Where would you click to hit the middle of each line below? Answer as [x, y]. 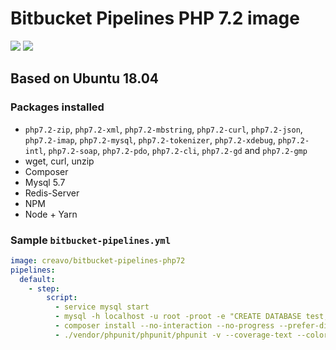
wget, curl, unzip [59, 161]
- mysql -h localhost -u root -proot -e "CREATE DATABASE [178, 317]
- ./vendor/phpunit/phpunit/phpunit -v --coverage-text [173, 335]
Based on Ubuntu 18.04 [85, 78]
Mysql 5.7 [45, 182]
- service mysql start [102, 307]
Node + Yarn [51, 214]
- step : [44, 288]
